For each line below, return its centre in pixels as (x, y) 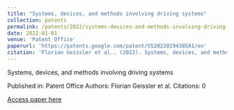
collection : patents (37, 20)
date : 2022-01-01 (32, 33)
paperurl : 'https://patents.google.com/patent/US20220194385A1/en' (107, 46)
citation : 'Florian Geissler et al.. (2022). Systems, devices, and (109, 53)
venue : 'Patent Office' (42, 40)
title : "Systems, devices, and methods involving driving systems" (107, 14)
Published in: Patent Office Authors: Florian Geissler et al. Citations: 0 (107, 86)
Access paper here (34, 99)
